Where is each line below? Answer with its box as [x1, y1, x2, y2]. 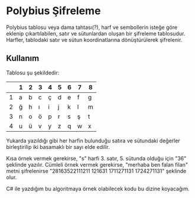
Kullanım [6, 53, 40, 63]
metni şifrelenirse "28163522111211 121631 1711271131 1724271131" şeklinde [6, 167, 187, 174]
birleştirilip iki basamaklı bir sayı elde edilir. [6, 143, 110, 150]
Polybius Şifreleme [6, 4, 101, 18]
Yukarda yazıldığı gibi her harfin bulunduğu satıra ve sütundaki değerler [6, 137, 180, 144]
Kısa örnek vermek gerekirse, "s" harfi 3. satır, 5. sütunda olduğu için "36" [6, 155, 187, 162]
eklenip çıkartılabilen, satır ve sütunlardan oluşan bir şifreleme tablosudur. [6, 30, 186, 37]
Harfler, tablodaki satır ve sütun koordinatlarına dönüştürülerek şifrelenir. [6, 36, 183, 43]
